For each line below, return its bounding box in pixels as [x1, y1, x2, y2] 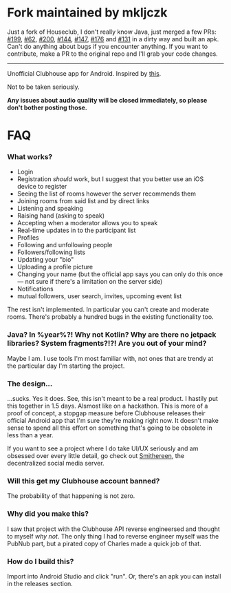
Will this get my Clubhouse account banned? [7, 476, 160, 486]
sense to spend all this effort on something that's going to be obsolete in [7, 424, 212, 432]
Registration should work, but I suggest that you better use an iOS [16, 175, 204, 183]
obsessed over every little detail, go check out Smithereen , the [7, 452, 184, 460]
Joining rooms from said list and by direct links [16, 197, 150, 205]
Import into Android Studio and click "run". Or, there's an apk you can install [7, 572, 221, 580]
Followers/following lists [16, 248, 86, 256]
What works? [7, 152, 53, 162]
